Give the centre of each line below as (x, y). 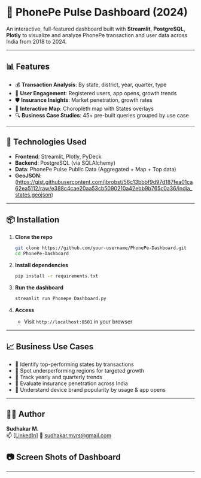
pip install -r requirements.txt (57, 276)
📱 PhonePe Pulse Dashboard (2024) (97, 12)
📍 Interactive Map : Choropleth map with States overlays (84, 108)
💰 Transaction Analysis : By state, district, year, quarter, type (91, 84)
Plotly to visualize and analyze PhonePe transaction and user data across (97, 35)
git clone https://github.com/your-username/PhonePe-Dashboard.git (100, 248)
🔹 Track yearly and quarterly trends (59, 377)
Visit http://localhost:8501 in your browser (78, 321)
